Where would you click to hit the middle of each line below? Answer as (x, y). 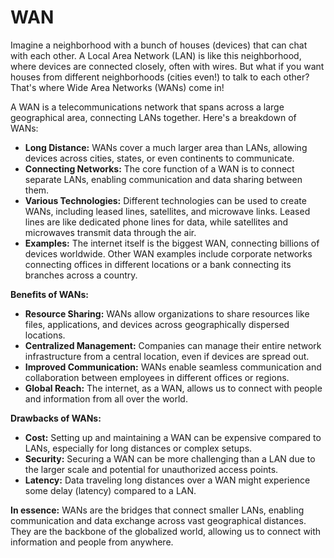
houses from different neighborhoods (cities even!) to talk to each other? (160, 77)
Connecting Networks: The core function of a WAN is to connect (159, 168)
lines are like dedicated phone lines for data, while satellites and (156, 222)
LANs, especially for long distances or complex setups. (138, 448)
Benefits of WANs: (49, 294)
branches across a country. (81, 275)
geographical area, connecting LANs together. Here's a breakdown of (153, 117)
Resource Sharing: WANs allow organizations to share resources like (167, 313)
